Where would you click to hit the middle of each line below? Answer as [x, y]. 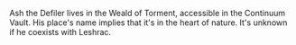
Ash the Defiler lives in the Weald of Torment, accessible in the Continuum [148, 13]
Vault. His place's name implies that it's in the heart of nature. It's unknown [148, 22]
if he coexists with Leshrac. [60, 32]
